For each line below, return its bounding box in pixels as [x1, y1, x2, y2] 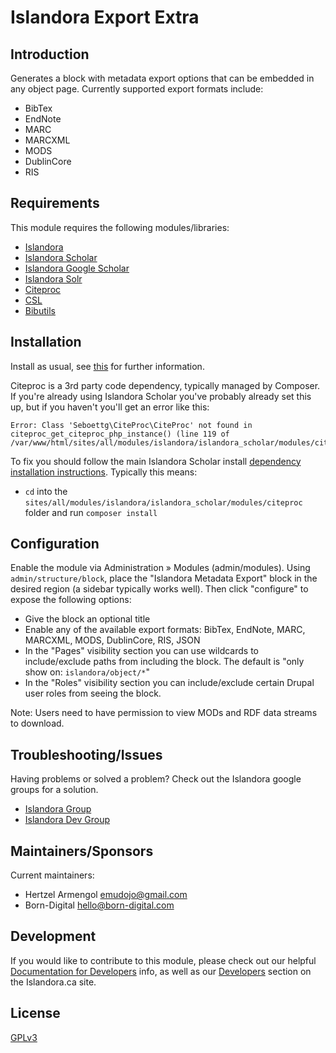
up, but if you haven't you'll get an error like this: [10, 401, 210, 413]
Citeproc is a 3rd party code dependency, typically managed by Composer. [10, 379, 321, 391]
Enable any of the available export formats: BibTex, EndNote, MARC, [24, 624, 306, 636]
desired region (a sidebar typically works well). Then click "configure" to [10, 583, 309, 595]
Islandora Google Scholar [24, 262, 130, 274]
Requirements [10, 195, 100, 212]
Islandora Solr [24, 272, 83, 285]
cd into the [24, 485, 68, 497]
